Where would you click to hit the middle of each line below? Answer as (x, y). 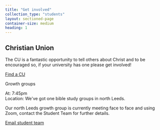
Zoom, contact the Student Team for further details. (57, 113)
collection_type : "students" (35, 14)
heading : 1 (16, 28)
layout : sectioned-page (30, 19)
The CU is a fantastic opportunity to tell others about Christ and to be (75, 59)
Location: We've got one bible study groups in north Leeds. (65, 98)
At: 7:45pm (16, 93)
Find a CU (15, 74)
